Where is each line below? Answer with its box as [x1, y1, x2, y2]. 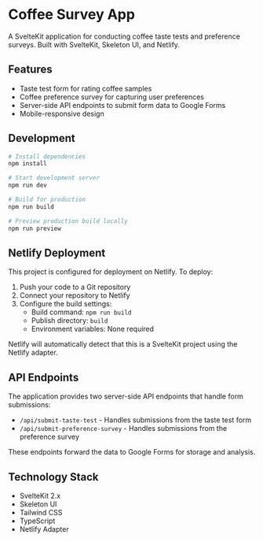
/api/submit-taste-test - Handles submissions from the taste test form [19, 415, 252, 425]
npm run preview [8, 225, 61, 232]
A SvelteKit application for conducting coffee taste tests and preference [8, 32, 241, 41]
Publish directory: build [31, 316, 108, 325]
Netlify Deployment [8, 246, 106, 259]
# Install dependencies [8, 152, 86, 161]
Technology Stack [8, 470, 99, 484]
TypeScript [19, 516, 56, 525]
